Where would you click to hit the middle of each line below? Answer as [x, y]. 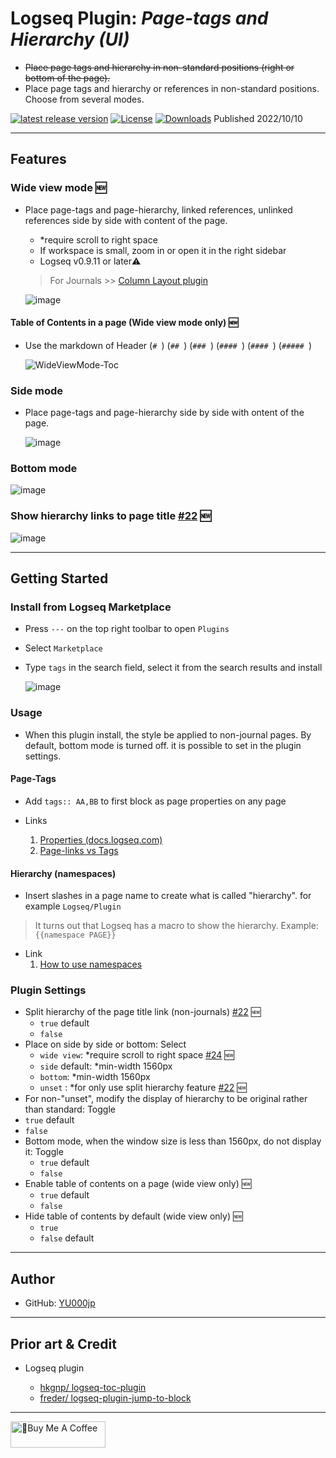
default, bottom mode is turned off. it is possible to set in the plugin [163, 745]
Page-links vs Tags [79, 850]
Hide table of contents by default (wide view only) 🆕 [133, 1216]
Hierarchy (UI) [70, 39]
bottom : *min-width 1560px [95, 1077]
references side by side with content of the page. [126, 220]
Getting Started [59, 578]
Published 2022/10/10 [258, 118]
